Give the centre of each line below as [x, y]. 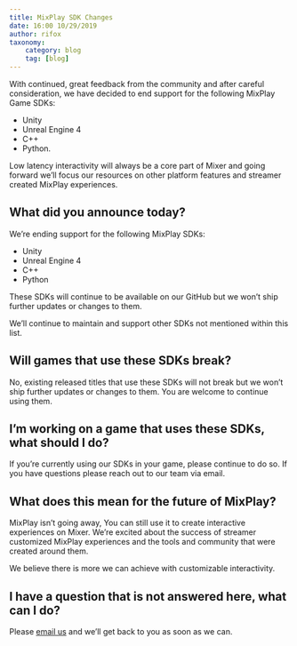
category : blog [53, 51]
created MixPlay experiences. [64, 184]
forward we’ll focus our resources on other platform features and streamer [145, 175]
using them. [31, 401]
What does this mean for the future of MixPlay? [143, 502]
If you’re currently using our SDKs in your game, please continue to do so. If [148, 464]
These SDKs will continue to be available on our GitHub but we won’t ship [144, 296]
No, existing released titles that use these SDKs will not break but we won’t [146, 382]
